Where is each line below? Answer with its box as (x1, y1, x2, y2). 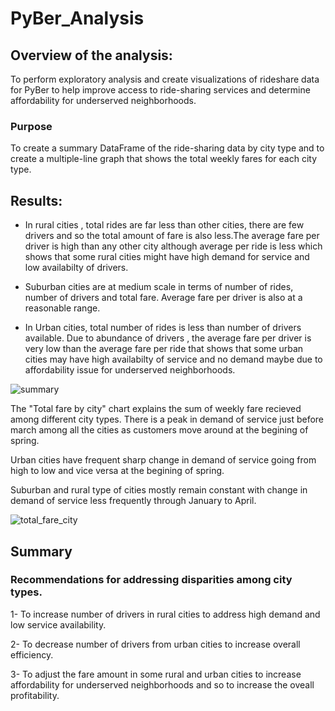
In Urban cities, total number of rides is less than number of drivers (24, 322, 302, 334)
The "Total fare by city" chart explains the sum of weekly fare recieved (10, 403, 302, 415)
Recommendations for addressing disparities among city (10, 573, 293, 587)
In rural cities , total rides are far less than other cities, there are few (24, 219, 305, 231)
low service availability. (10, 618, 107, 631)
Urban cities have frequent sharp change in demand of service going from (10, 454, 317, 466)
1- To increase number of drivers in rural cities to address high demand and (10, 608, 321, 620)
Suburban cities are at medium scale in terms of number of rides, (24, 281, 294, 293)
